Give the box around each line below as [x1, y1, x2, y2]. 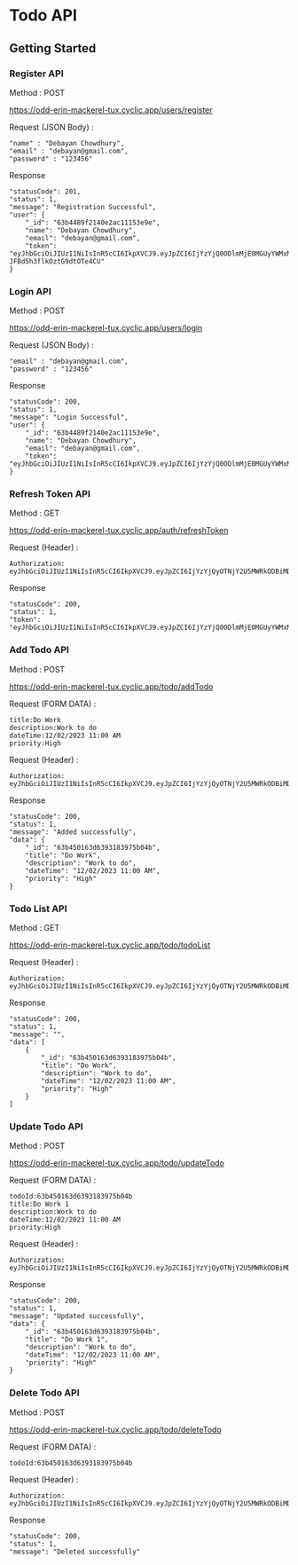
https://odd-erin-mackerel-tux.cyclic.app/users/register [9, 104, 213, 115]
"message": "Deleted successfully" [9, 1547, 141, 1556]
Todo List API [9, 902, 68, 915]
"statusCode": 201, [9, 187, 82, 196]
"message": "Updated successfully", [9, 1312, 145, 1321]
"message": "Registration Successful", [9, 202, 157, 211]
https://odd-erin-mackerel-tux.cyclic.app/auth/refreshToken [9, 525, 229, 536]
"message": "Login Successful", [9, 413, 129, 422]
